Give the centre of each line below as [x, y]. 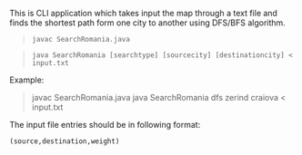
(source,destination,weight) [65, 141]
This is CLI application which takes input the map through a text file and [143, 13]
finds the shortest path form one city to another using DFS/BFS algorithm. [148, 23]
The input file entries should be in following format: [105, 125]
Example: [27, 80]
